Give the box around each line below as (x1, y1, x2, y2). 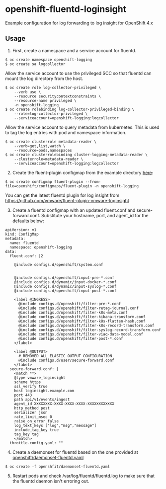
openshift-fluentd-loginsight (5, 3, 127, 15)
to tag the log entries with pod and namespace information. (5, 129, 127, 135)
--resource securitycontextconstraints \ (14, 93, 101, 99)
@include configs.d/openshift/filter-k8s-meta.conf (18, 310, 128, 315)
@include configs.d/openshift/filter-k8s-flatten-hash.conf (18, 319, 146, 324)
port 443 (14, 393, 32, 398)
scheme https (14, 379, 41, 385)
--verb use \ (14, 89, 41, 94)
